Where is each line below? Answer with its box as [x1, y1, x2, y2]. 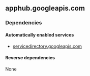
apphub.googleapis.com [5, 4, 85, 13]
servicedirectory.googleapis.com [12, 43, 82, 49]
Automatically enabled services [5, 31, 74, 37]
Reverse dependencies [5, 55, 55, 61]
